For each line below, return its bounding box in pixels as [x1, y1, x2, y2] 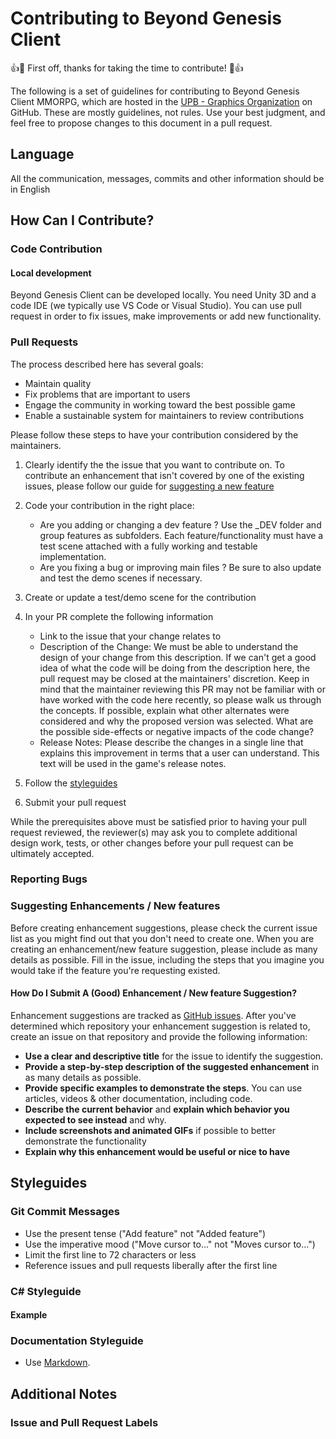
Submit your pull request [24, 796, 127, 808]
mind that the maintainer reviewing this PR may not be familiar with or [39, 683, 326, 695]
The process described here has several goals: [10, 358, 204, 370]
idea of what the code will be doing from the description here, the [39, 662, 311, 674]
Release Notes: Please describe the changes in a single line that [39, 736, 304, 748]
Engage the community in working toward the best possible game [24, 398, 296, 411]
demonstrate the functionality [24, 1135, 147, 1147]
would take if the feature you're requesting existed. [10, 964, 221, 976]
